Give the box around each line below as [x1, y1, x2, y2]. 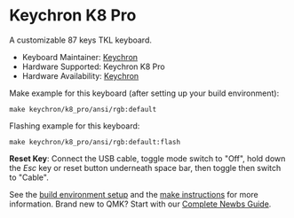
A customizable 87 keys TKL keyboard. [9, 35, 153, 45]
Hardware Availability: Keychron [21, 70, 139, 81]
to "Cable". [9, 172, 49, 183]
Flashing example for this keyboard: [9, 121, 140, 131]
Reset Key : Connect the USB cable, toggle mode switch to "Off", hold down [9, 152, 286, 164]
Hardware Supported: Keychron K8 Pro [21, 61, 166, 72]
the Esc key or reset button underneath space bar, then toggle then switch [9, 162, 282, 173]
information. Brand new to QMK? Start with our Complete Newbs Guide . [9, 199, 272, 209]
